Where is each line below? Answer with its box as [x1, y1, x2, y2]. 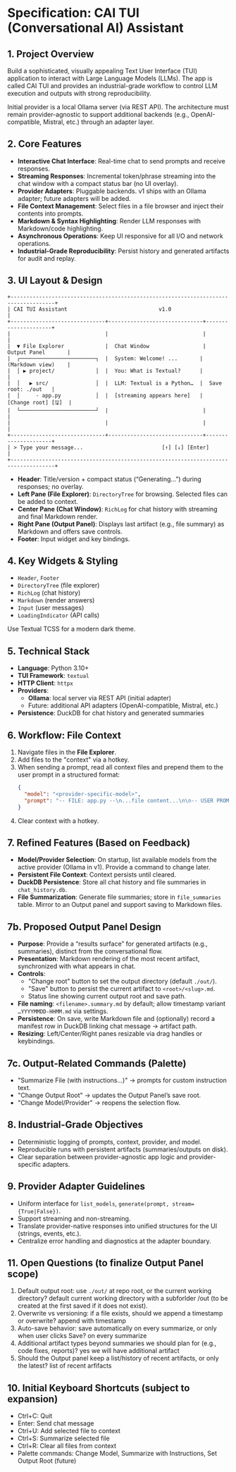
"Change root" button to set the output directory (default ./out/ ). [27, 977, 217, 986]
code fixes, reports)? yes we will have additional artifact [17, 1347, 180, 1355]
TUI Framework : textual [17, 672, 89, 680]
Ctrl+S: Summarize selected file [17, 1434, 111, 1442]
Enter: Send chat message [17, 1419, 94, 1428]
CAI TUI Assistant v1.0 [13, 305, 172, 313]
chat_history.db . [17, 886, 68, 894]
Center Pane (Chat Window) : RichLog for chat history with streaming [17, 505, 218, 513]
